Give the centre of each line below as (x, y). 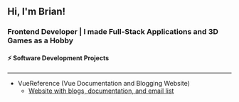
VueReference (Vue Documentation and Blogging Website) (104, 83)
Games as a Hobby (40, 40)
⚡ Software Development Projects (58, 58)
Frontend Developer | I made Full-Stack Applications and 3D (113, 32)
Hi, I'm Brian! (37, 12)
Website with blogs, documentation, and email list (101, 91)
